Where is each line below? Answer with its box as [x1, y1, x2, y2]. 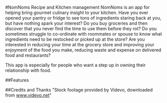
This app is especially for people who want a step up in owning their [5, 62, 146, 68]
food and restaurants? [5, 52, 51, 58]
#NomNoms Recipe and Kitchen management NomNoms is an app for [5, 5, 150, 10]
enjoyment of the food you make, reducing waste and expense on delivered [5, 47, 161, 53]
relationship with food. [5, 67, 52, 73]
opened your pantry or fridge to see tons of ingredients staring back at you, [5, 15, 161, 21]
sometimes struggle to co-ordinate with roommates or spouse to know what [5, 31, 162, 37]
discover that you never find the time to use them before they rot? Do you [5, 26, 157, 32]
